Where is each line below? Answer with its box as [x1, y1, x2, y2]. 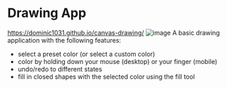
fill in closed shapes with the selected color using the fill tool [17, 72, 196, 81]
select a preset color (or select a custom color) [17, 50, 155, 58]
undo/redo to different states [17, 65, 102, 73]
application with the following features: [7, 35, 122, 44]
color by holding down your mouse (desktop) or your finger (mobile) [17, 57, 218, 65]
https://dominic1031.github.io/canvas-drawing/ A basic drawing [7, 28, 221, 37]
